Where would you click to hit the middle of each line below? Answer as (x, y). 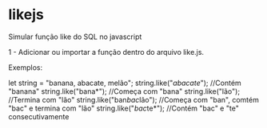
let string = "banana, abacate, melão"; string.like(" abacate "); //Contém (125, 83)
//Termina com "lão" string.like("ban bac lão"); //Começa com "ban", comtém (134, 99)
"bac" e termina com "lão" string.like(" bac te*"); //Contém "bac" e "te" (124, 108)
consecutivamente (39, 116)
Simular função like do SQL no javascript (75, 37)
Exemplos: (25, 67)
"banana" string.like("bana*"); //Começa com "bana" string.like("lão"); (124, 91)
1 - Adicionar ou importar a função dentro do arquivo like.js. (106, 52)
